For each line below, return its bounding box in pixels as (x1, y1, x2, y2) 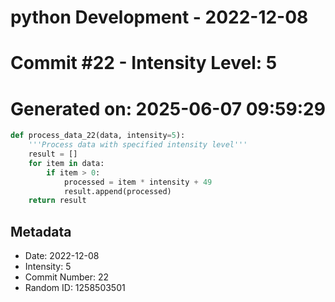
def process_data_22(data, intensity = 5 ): (10, 131, 186, 141)
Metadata (10, 223, 72, 240)
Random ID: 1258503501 (24, 282, 126, 294)
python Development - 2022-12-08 (10, 6, 309, 29)
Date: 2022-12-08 (24, 250, 100, 262)
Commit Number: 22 (24, 271, 109, 283)
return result (28, 196, 87, 206)
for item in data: (28, 158, 105, 168)
